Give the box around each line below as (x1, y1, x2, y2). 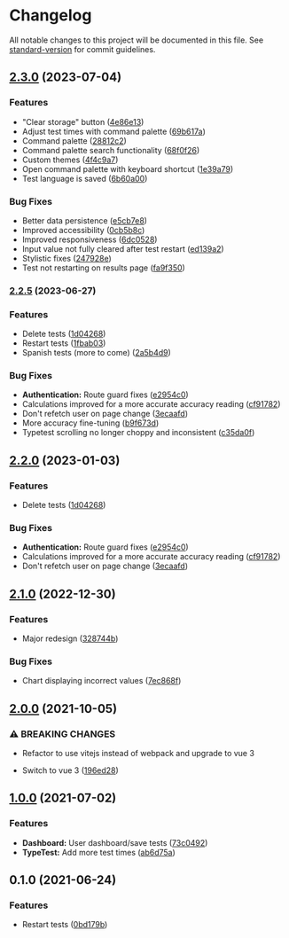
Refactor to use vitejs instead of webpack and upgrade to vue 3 (21, 748, 255, 759)
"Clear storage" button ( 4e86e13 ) (21, 116, 144, 127)
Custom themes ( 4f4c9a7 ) (21, 154, 119, 165)
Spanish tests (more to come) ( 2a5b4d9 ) (21, 348, 171, 358)
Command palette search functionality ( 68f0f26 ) (21, 145, 200, 155)
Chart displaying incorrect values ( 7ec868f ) (21, 676, 182, 686)
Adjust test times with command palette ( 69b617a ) (21, 126, 206, 137)
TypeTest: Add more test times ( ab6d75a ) (21, 847, 176, 857)
